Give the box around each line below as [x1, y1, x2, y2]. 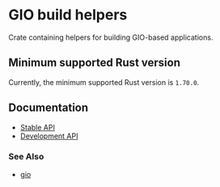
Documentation [8, 101, 89, 115]
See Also [8, 151, 44, 163]
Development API [19, 131, 78, 141]
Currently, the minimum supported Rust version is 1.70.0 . [8, 77, 200, 87]
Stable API [19, 122, 55, 132]
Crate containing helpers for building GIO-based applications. [8, 32, 214, 42]
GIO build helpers [8, 6, 128, 24]
